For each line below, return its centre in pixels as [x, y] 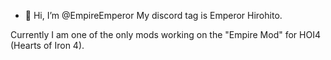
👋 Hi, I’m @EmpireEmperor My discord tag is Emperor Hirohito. [153, 15]
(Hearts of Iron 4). [47, 45]
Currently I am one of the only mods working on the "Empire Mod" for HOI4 [165, 34]
